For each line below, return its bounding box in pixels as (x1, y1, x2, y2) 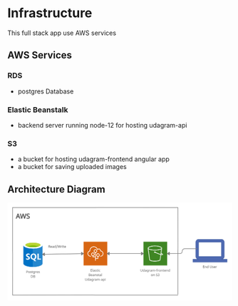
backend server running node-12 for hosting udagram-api (17, 121, 187, 129)
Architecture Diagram (7, 183, 105, 195)
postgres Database (17, 87, 74, 96)
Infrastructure (7, 5, 93, 21)
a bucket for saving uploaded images (17, 163, 127, 171)
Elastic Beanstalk (7, 105, 69, 115)
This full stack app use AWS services (7, 29, 116, 37)
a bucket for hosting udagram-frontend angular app (17, 155, 170, 163)
